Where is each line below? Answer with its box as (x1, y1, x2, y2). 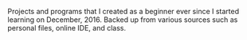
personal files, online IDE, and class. (7, 24, 127, 32)
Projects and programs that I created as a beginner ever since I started (7, 7, 240, 16)
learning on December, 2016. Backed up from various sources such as (7, 15, 238, 24)
